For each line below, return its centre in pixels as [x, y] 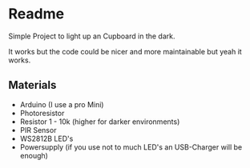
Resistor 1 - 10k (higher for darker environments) [100, 122]
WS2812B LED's [46, 138]
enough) [34, 155]
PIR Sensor [38, 130]
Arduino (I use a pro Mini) [62, 104]
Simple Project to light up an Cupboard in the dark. [92, 36]
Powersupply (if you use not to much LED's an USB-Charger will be [131, 147]
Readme [36, 14]
